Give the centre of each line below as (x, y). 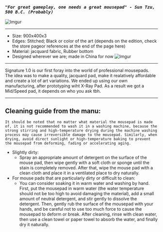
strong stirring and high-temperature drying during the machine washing (81, 131)
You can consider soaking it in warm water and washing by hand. (84, 183)
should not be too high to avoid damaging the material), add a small (87, 194)
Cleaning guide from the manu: (53, 111)
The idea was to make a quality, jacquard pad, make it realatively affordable (81, 76)
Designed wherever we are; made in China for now (63, 57)
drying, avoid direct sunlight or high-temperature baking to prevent (78, 139)
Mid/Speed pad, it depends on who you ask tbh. (53, 91)
